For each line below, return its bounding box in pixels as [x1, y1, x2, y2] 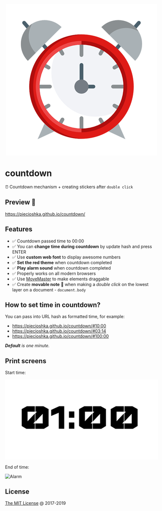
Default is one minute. [5, 343, 50, 349]
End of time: [5, 464, 30, 470]
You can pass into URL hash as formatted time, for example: [5, 314, 125, 319]
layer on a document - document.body [12, 287, 86, 292]
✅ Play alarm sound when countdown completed [12, 265, 111, 271]
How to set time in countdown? [5, 301, 101, 309]
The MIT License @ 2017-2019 [5, 500, 66, 506]
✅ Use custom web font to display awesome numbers [12, 254, 121, 260]
